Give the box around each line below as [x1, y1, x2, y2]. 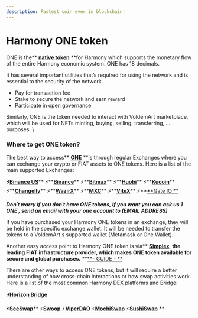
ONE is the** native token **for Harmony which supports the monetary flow [6, 54, 192, 61]
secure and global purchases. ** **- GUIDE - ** [6, 255, 123, 262]
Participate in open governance [14, 102, 92, 109]
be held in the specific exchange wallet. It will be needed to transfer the [6, 225, 180, 232]
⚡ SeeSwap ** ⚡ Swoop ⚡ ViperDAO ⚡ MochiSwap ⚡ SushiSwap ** [6, 305, 165, 312]
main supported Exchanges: [6, 166, 74, 173]
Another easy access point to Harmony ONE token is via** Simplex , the [6, 242, 181, 249]
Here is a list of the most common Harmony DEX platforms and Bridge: [6, 279, 178, 286]
